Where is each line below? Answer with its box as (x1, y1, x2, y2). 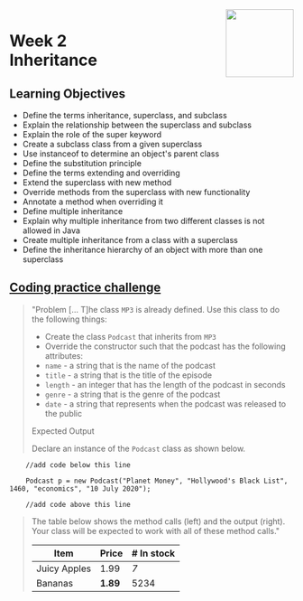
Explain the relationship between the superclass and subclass (22, 119, 252, 130)
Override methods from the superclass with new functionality (22, 187, 251, 197)
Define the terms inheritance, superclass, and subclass (22, 110, 227, 120)
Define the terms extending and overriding (22, 167, 180, 178)
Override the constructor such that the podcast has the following (44, 341, 286, 352)
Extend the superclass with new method (22, 177, 172, 188)
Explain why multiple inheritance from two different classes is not (22, 216, 265, 226)
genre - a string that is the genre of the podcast (44, 389, 221, 399)
